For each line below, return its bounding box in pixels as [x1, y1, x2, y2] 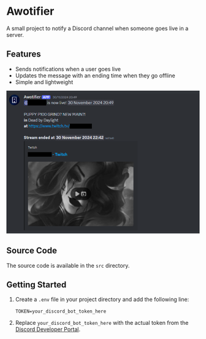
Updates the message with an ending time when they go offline [15, 72, 176, 79]
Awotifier [6, 4, 55, 18]
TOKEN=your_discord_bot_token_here [15, 308, 107, 314]
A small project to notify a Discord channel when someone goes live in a [6, 25, 189, 32]
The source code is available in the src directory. [6, 262, 130, 269]
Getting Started [6, 279, 67, 290]
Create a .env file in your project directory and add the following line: [15, 296, 189, 303]
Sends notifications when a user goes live [15, 65, 121, 72]
